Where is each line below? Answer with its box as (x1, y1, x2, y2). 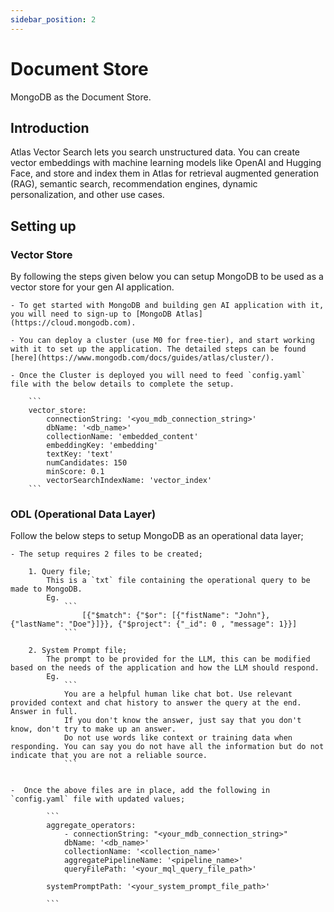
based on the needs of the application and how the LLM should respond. (10, 663, 320, 673)
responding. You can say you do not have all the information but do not (10, 742, 325, 752)
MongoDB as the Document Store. (10, 91, 152, 103)
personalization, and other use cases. (10, 189, 165, 201)
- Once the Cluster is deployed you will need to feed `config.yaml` (10, 371, 307, 381)
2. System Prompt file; (28, 646, 128, 656)
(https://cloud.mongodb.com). (10, 318, 137, 328)
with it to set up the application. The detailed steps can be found (10, 344, 307, 355)
